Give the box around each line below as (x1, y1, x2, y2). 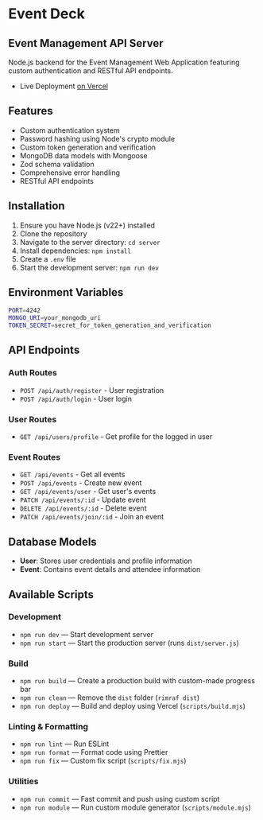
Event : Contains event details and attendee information (19, 565, 201, 574)
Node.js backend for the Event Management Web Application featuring (8, 57, 240, 67)
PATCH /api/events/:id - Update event (19, 495, 146, 505)
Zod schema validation (19, 159, 95, 169)
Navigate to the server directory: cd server (19, 237, 161, 247)
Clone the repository (19, 228, 87, 239)
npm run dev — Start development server (19, 629, 153, 639)
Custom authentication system (19, 125, 121, 135)
